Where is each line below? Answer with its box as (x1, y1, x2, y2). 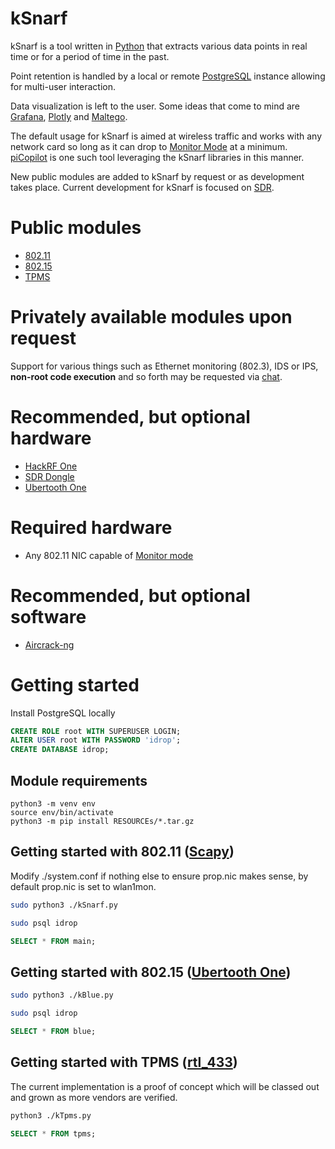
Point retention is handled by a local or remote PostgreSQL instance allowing (10, 70, 326, 82)
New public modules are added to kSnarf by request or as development (10, 170, 305, 182)
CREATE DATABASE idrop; (10, 745, 110, 755)
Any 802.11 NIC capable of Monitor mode (24, 549, 194, 561)
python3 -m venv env (10, 799, 97, 809)
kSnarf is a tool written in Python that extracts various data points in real (10, 40, 308, 52)
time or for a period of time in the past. (10, 50, 170, 62)
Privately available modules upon (10, 306, 293, 329)
